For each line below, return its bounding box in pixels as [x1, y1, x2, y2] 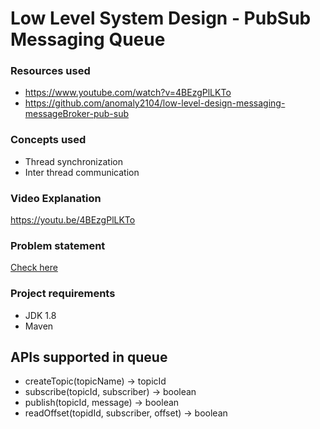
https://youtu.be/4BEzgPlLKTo [10, 214, 136, 226]
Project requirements [10, 287, 116, 301]
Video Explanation [10, 191, 102, 205]
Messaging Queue [10, 28, 166, 51]
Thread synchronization [24, 155, 123, 167]
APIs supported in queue [10, 349, 168, 366]
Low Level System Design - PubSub [10, 7, 312, 30]
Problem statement [10, 239, 106, 252]
